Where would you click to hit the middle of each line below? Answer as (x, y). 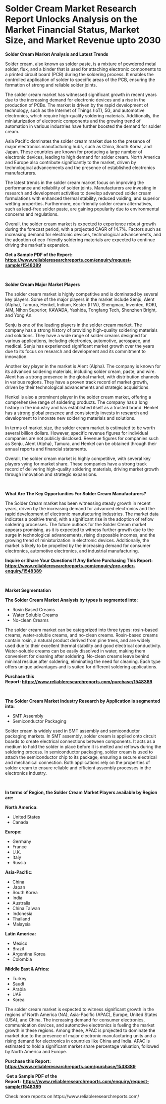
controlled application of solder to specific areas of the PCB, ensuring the (80, 80)
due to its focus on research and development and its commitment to (76, 351)
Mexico (20, 943)
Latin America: (21, 933)
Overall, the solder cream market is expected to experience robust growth (81, 224)
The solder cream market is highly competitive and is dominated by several (82, 294)
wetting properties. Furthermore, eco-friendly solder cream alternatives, (79, 203)
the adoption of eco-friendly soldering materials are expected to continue (80, 240)
